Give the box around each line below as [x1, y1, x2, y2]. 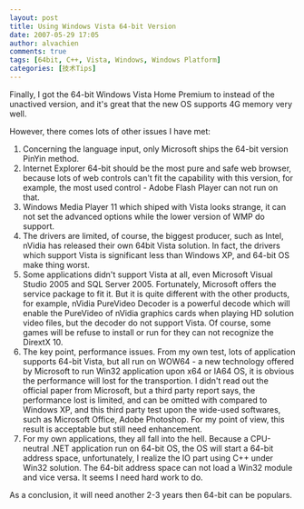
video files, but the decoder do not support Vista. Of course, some [22, 317, 271, 328]
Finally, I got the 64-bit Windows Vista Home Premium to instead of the [9, 88, 275, 100]
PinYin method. [22, 153, 80, 164]
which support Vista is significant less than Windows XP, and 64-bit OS [22, 249, 290, 260]
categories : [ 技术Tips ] [9, 65, 97, 74]
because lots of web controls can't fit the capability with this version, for [22, 172, 293, 183]
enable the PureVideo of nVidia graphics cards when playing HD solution [22, 307, 295, 318]
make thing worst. [22, 259, 91, 270]
